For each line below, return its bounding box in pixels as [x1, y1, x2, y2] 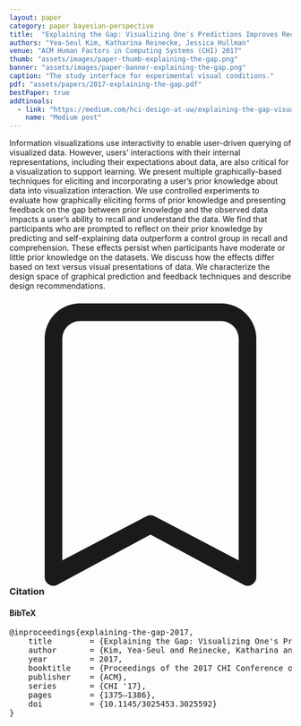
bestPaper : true [9, 88, 70, 97]
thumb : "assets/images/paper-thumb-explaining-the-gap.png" [9, 55, 239, 64]
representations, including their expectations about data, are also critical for [9, 157, 289, 168]
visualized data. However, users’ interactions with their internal [9, 147, 241, 158]
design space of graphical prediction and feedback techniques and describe [9, 271, 292, 282]
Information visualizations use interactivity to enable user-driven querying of [9, 138, 292, 149]
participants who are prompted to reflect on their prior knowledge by [9, 223, 263, 234]
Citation [9, 585, 45, 598]
